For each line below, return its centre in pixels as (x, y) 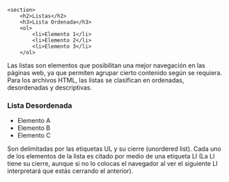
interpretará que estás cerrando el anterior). (70, 171)
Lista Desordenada (40, 106)
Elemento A (34, 121)
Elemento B (34, 128)
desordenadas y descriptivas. (50, 88)
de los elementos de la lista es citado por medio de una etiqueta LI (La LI (111, 156)
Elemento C (34, 135)
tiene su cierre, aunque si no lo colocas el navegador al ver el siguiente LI (112, 164)
